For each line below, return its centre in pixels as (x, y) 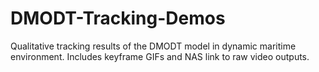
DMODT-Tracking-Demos (118, 18)
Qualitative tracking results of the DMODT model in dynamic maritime (153, 46)
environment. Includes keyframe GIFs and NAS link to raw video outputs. (160, 56)
